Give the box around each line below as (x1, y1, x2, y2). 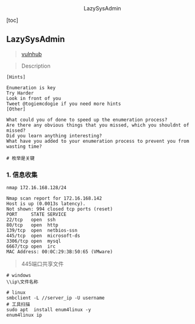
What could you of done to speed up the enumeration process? (6, 117, 168, 123)
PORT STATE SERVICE (6, 212, 67, 218)
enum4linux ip (6, 312, 43, 319)
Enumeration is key (6, 84, 56, 91)
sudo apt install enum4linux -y (6, 307, 91, 313)
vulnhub (21, 50, 42, 57)
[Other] (6, 106, 26, 112)
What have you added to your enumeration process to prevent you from (6, 138, 190, 144)
